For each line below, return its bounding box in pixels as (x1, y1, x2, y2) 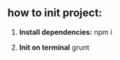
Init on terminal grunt (18, 43, 90, 52)
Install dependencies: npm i (18, 27, 113, 36)
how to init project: (7, 6, 103, 20)
